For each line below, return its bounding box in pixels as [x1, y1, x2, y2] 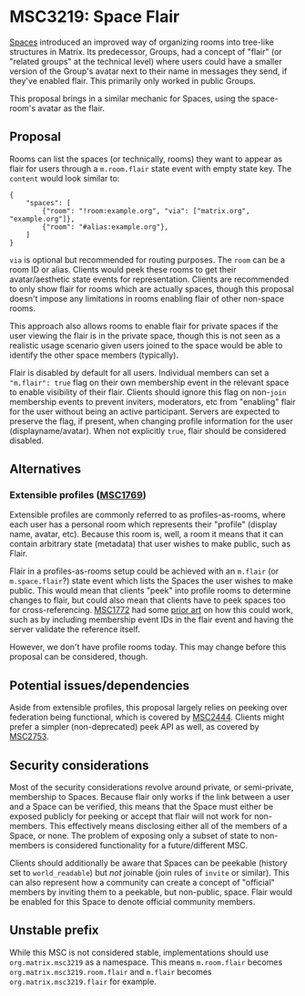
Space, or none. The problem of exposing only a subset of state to [9, 830, 259, 841]
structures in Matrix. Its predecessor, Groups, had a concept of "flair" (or [9, 46, 282, 57]
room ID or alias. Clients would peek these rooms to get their [9, 264, 237, 275]
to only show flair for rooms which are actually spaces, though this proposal [9, 283, 294, 294]
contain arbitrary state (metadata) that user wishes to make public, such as [9, 538, 291, 549]
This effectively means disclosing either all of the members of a [49, 821, 288, 832]
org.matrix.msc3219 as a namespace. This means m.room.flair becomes [9, 956, 283, 968]
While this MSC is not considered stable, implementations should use [9, 947, 269, 958]
